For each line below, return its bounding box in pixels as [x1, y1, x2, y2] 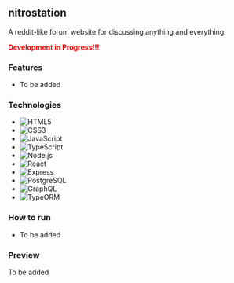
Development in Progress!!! [8, 42, 100, 52]
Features [8, 62, 43, 73]
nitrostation [8, 6, 67, 20]
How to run [8, 212, 51, 223]
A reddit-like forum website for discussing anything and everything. [8, 27, 226, 36]
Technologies [8, 100, 61, 111]
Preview [8, 249, 40, 260]
